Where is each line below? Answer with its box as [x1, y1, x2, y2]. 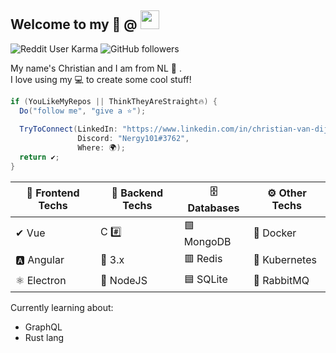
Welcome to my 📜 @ [10, 16, 138, 33]
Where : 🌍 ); [77, 143, 126, 153]
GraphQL [24, 321, 63, 333]
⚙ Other [266, 186, 307, 200]
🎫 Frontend [26, 186, 80, 200]
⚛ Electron [15, 274, 67, 288]
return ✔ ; [19, 152, 60, 163]
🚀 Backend [111, 186, 164, 200]
